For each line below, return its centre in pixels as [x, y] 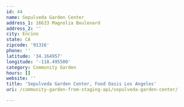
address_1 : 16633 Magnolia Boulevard [53, 23]
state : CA [19, 39]
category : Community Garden [41, 67]
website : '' [21, 78]
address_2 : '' [24, 28]
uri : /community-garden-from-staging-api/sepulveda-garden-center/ [92, 90]
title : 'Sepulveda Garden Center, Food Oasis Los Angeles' [82, 84]
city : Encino [22, 34]
